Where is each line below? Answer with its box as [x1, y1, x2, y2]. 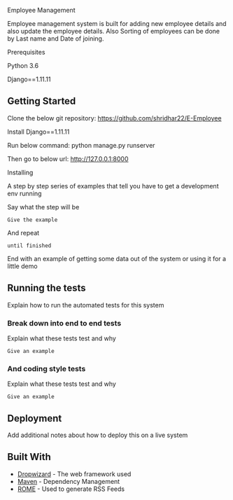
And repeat [7, 228, 40, 237]
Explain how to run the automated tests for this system [7, 300, 164, 309]
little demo [7, 262, 38, 270]
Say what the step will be [7, 202, 80, 211]
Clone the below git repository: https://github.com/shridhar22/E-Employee [7, 113, 222, 122]
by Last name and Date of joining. [7, 34, 104, 43]
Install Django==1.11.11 [7, 127, 70, 136]
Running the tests [7, 282, 86, 294]
